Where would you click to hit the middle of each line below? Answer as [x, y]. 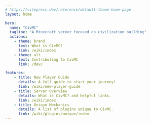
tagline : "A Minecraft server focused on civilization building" [78, 32]
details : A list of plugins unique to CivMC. [66, 109]
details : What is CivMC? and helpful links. [65, 96]
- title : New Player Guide [42, 77]
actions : [19, 37]
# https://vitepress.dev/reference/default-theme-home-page [68, 10]
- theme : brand [30, 41]
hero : [11, 23]
